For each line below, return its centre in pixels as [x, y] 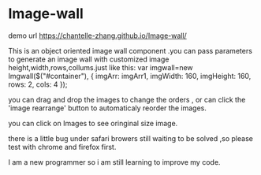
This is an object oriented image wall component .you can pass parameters [130, 50]
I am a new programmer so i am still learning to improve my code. [114, 162]
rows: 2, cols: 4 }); [38, 84]
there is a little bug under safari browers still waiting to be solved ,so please [131, 138]
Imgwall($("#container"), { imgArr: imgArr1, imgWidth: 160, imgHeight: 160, [130, 76]
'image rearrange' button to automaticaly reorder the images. [107, 108]
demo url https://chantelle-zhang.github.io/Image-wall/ [97, 35]
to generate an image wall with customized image [89, 59]
